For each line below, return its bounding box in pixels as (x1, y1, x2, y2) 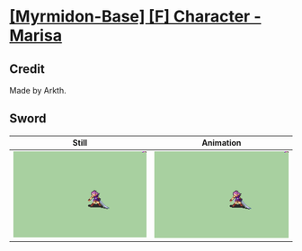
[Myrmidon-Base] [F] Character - (9, 6, 262, 27)
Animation (201, 138, 242, 148)
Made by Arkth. (9, 85, 67, 95)
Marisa (9, 25, 63, 46)
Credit (9, 61, 45, 76)
